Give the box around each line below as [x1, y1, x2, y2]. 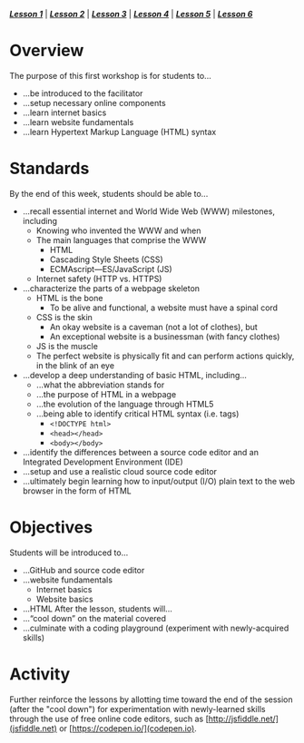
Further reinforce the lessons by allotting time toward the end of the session [9, 694, 293, 705]
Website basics [35, 593, 93, 604]
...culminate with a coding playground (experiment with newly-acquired [22, 622, 289, 633]
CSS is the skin [35, 311, 93, 322]
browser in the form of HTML [22, 485, 132, 496]
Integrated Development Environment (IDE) [22, 456, 183, 467]
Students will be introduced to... [9, 547, 129, 558]
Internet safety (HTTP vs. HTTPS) [35, 273, 162, 284]
